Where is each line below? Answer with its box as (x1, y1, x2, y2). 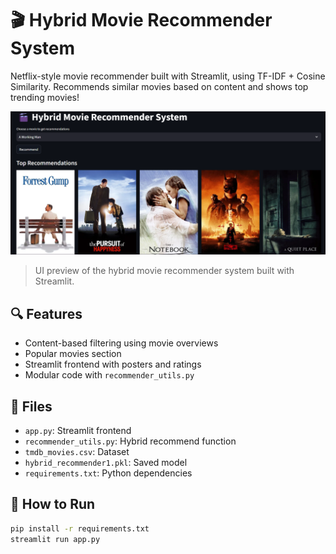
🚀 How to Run (10, 496, 96, 513)
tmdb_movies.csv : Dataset (24, 445, 130, 457)
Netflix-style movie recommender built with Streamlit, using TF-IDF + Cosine (10, 70, 326, 82)
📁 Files (10, 398, 53, 415)
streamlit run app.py (10, 534, 101, 544)
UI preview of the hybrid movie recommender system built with (34, 265, 295, 277)
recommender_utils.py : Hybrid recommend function (24, 435, 237, 447)
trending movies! (10, 91, 80, 103)
